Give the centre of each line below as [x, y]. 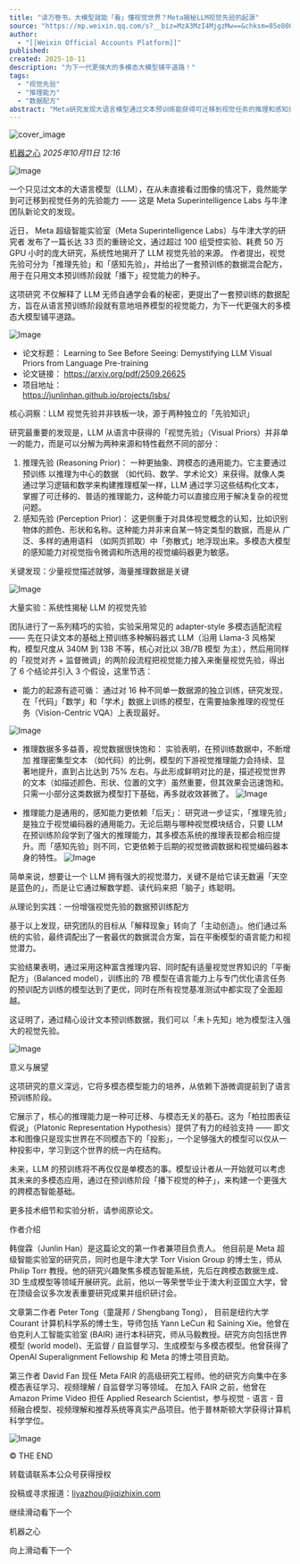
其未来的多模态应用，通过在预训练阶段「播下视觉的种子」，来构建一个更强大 [148, 1180]
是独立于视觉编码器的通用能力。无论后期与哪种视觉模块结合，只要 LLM [153, 824]
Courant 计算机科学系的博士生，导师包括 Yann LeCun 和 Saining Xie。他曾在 [150, 1323]
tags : [19, 76]
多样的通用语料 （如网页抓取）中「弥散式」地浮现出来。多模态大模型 [164, 541]
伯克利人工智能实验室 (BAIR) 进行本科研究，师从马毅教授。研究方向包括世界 [148, 1335]
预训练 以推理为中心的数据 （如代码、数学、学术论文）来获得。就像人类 [154, 474]
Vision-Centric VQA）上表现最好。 [101, 713]
